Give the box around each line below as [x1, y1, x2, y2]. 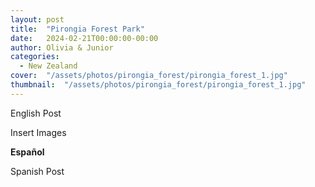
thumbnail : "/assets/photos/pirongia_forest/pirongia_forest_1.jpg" [10, 80, 307, 90]
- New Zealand [19, 61, 78, 71]
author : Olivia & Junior [10, 42, 114, 53]
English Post [10, 107, 62, 119]
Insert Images [10, 126, 67, 138]
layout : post [10, 14, 65, 25]
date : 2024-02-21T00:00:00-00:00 [10, 33, 159, 43]
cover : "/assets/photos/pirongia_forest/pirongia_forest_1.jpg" [10, 71, 288, 81]
